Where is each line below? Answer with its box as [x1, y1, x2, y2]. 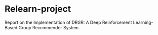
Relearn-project [4, 3, 71, 15]
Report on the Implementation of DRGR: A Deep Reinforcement [4, 19, 132, 25]
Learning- [133, 19, 154, 25]
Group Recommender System [18, 24, 79, 30]
